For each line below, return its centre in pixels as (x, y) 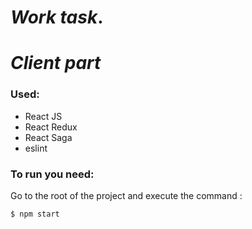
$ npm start (35, 214)
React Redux (51, 127)
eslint (36, 148)
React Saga (48, 137)
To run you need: (52, 174)
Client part (56, 63)
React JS (43, 116)
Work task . (57, 17)
